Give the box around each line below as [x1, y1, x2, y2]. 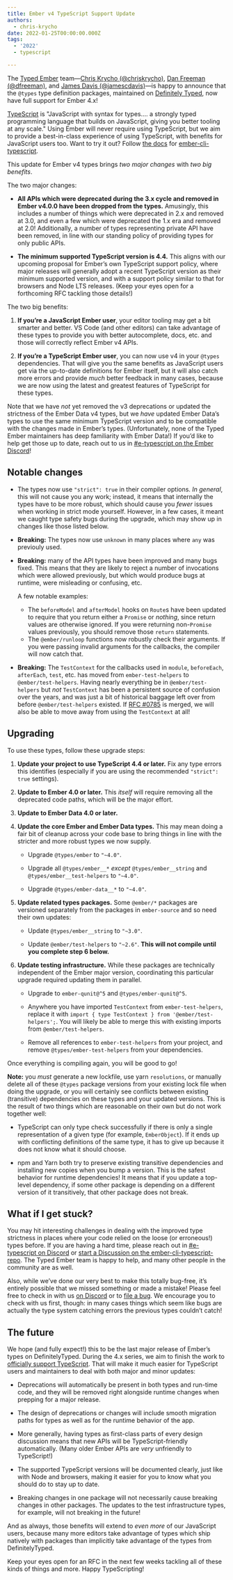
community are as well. [7, 1263, 74, 1272]
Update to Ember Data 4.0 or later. [17, 808, 118, 817]
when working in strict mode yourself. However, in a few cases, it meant [17, 507, 224, 515]
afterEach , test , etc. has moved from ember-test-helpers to [17, 670, 189, 678]
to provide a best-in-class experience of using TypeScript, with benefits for [7, 131, 223, 140]
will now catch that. [27, 649, 83, 658]
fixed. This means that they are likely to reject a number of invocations [17, 564, 219, 572]
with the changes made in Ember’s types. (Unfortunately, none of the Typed [7, 424, 225, 432]
